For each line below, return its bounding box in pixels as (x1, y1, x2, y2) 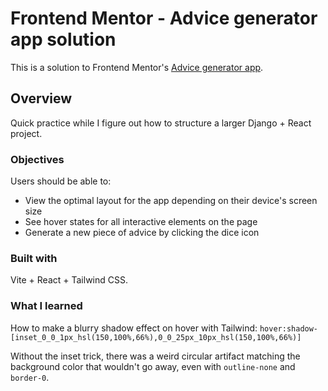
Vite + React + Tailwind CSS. (10, 274, 128, 286)
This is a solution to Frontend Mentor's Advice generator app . (10, 61, 264, 73)
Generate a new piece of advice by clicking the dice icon (24, 227, 260, 239)
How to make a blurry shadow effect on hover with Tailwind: (10, 322, 258, 334)
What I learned (10, 299, 83, 313)
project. (10, 127, 43, 139)
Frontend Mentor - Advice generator (10, 7, 318, 30)
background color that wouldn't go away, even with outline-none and (10, 360, 296, 372)
